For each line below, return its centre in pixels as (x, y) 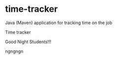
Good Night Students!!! (28, 42)
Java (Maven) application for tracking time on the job (59, 23)
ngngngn (14, 51)
